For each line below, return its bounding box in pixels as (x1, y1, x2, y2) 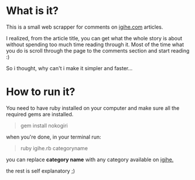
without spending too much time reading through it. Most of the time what (6, 41, 184, 48)
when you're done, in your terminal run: (6, 133, 101, 140)
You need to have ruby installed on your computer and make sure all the (6, 104, 180, 112)
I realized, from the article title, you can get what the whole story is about (6, 34, 183, 41)
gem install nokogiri (20, 122, 69, 129)
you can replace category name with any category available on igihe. (6, 156, 174, 163)
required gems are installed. (6, 110, 74, 117)
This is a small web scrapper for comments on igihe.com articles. (6, 23, 163, 30)
